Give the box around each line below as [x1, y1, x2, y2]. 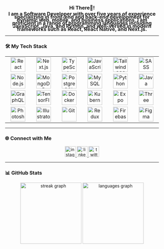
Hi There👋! [69, 4, 95, 11]
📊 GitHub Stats [5, 169, 42, 176]
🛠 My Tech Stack [5, 43, 47, 50]
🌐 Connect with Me [5, 135, 52, 141]
